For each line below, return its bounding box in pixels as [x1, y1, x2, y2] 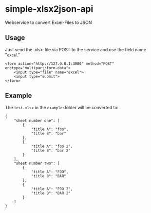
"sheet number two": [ [14, 161, 60, 166]
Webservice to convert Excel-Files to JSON [5, 19, 92, 25]
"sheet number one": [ [14, 118, 60, 123]
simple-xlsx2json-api [5, 3, 94, 15]
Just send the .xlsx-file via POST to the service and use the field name [5, 46, 147, 52]
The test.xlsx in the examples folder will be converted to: [5, 104, 119, 110]
